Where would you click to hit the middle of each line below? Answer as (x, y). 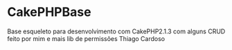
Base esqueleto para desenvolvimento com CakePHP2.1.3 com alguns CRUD (116, 31)
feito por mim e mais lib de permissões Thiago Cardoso (86, 38)
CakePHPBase (49, 12)
